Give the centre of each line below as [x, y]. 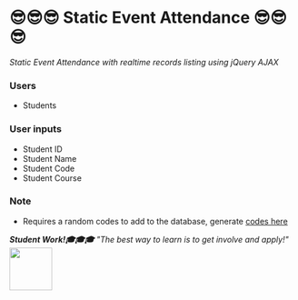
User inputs [35, 129]
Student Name [50, 158]
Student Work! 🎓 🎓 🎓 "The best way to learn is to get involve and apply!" [149, 239]
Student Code [49, 168]
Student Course [52, 178]
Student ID [43, 149]
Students [40, 105]
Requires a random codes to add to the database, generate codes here [155, 221]
